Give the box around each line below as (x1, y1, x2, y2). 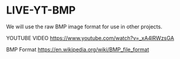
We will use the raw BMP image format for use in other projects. (6, 23, 162, 30)
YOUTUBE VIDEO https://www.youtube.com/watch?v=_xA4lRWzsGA (6, 34, 174, 41)
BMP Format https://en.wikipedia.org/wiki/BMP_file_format (6, 45, 150, 53)
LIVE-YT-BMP (6, 4, 76, 17)
